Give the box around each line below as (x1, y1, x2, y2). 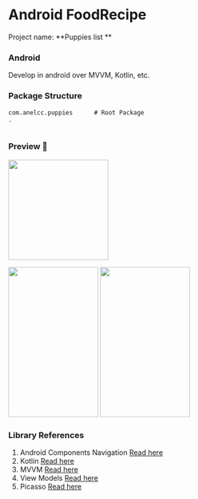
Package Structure (8, 91, 82, 102)
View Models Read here (19, 473, 98, 483)
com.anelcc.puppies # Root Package (8, 108, 145, 117)
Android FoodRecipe (8, 6, 147, 24)
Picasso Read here (19, 482, 82, 492)
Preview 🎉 (8, 141, 48, 152)
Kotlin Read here (19, 457, 74, 466)
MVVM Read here (19, 465, 78, 474)
